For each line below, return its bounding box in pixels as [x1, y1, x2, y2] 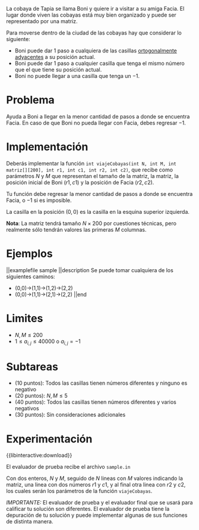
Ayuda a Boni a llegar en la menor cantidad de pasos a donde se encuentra [6, 113, 190, 120]
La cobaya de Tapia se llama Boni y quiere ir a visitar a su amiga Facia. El [6, 5, 185, 12]
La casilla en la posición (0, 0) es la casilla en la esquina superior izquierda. [6, 208, 190, 215]
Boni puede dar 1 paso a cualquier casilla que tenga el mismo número [14, 60, 185, 67]
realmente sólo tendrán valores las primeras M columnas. [6, 226, 147, 233]
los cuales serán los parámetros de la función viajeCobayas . [6, 488, 153, 495]
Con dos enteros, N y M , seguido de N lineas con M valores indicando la [6, 475, 183, 482]
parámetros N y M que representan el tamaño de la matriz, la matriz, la [6, 172, 179, 179]
